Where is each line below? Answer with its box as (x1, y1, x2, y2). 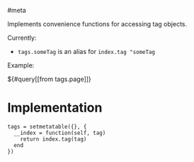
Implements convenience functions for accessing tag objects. (7, 20, 188, 28)
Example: (7, 61, 35, 70)
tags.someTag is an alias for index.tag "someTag (17, 48, 156, 55)
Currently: (7, 33, 37, 42)
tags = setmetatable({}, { (7, 123, 87, 130)
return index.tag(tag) (20, 135, 87, 143)
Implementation (7, 99, 103, 116)
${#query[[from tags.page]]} (7, 75, 92, 83)
